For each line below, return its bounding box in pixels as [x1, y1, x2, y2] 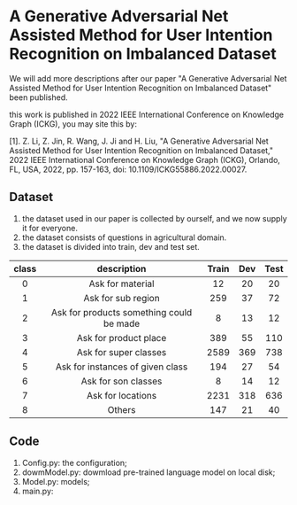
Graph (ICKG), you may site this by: [9, 118, 137, 129]
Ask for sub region [83, 291, 161, 304]
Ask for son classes [80, 375, 163, 387]
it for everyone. [21, 222, 78, 233]
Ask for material [88, 277, 155, 290]
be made [103, 317, 141, 330]
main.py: [21, 486, 54, 496]
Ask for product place [76, 331, 167, 344]
